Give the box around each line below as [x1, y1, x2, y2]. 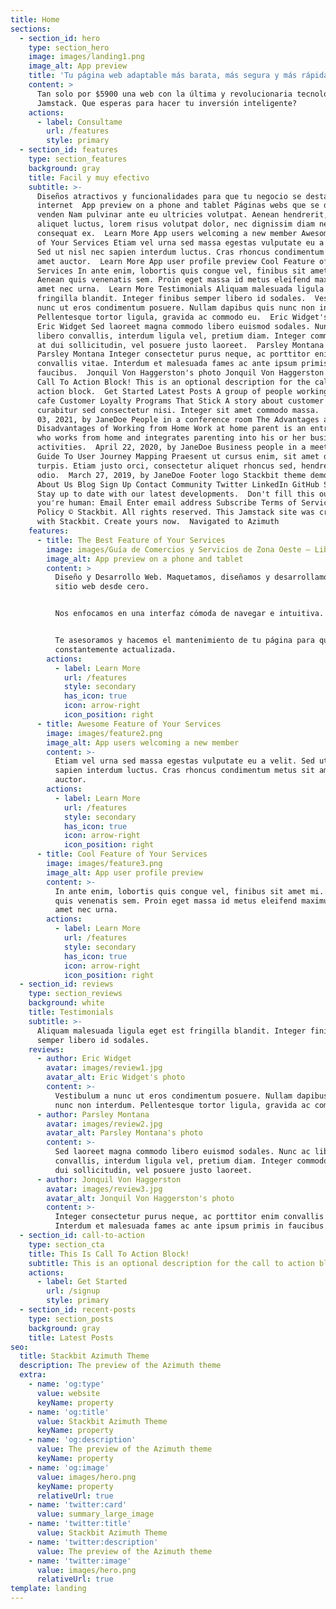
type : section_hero [28, 42, 110, 53]
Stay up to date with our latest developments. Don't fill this [36, 489, 315, 499]
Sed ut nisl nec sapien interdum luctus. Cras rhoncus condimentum [36, 247, 325, 257]
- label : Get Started [36, 1277, 128, 1287]
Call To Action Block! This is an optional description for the [36, 377, 311, 387]
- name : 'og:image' [28, 1462, 110, 1473]
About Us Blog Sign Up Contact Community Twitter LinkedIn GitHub [36, 479, 320, 490]
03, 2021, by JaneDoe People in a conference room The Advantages [36, 414, 320, 425]
